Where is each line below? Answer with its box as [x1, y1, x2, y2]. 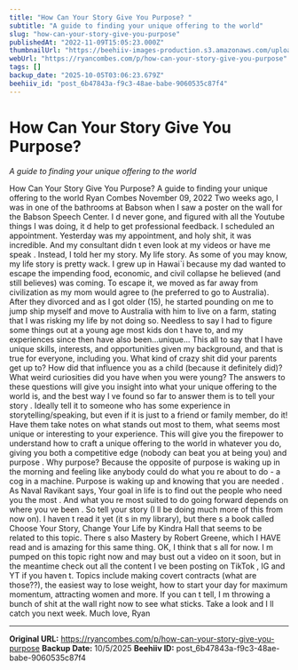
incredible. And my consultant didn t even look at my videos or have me [9, 239, 271, 250]
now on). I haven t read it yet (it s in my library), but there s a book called [9, 513, 275, 524]
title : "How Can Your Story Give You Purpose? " [9, 12, 192, 22]
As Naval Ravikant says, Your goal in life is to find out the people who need [9, 485, 282, 496]
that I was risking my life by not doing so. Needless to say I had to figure [9, 315, 273, 325]
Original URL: [9, 633, 59, 644]
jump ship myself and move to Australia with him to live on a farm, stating [9, 306, 277, 316]
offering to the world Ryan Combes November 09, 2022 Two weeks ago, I [9, 192, 279, 203]
